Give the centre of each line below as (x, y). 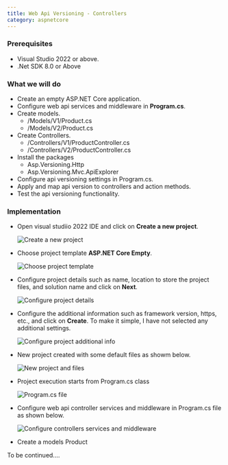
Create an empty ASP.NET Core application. (79, 99)
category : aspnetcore (38, 20)
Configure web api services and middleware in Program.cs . (101, 106)
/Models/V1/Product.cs (60, 121)
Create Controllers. (44, 135)
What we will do (34, 84)
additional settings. (44, 328)
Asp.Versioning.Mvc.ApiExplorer (73, 172)
